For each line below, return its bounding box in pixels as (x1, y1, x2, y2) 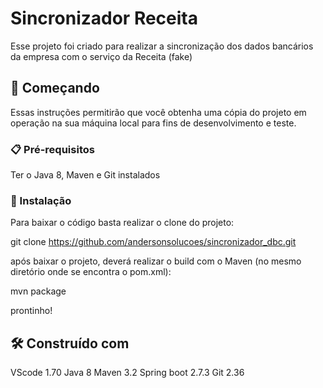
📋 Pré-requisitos (10, 142, 95, 156)
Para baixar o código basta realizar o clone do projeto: (10, 217, 235, 229)
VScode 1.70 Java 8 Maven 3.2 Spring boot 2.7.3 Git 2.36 (10, 367, 245, 379)
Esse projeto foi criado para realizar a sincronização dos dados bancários (10, 40, 314, 52)
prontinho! (10, 305, 53, 317)
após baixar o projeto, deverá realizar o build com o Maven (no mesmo (10, 255, 302, 267)
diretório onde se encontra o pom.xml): (10, 266, 172, 278)
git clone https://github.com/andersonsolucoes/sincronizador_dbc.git (10, 236, 297, 248)
